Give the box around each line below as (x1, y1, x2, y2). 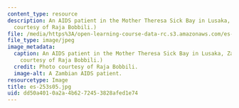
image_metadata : (7, 43, 55, 50)
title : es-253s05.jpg (7, 83, 72, 90)
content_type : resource (7, 10, 78, 18)
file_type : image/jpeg (7, 37, 75, 44)
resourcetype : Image (7, 76, 69, 84)
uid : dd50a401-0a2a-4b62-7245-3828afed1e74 (7, 90, 139, 97)
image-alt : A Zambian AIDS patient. (14, 70, 122, 77)
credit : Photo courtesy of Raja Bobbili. (14, 63, 139, 70)
